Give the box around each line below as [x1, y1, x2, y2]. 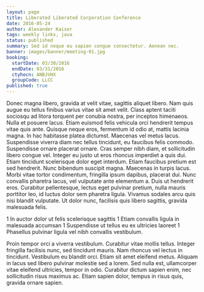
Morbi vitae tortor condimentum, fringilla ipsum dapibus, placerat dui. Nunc [6, 171, 197, 178]
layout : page [6, 9, 40, 15]
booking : [6, 54, 29, 60]
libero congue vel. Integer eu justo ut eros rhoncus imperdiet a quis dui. [6, 151, 187, 159]
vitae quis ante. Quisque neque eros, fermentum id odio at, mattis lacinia [6, 126, 189, 133]
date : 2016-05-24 [6, 20, 51, 26]
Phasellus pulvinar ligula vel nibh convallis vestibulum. [6, 228, 143, 235]
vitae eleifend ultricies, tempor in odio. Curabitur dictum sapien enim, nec [6, 266, 192, 273]
